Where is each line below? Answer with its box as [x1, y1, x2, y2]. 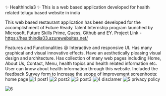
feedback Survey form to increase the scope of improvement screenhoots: [5, 71, 158, 77]
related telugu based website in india [5, 10, 80, 15]
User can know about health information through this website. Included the [5, 66, 158, 71]
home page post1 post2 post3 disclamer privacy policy [5, 76, 160, 82]
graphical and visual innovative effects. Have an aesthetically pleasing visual [5, 50, 162, 56]
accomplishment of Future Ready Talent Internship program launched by [5, 25, 153, 30]
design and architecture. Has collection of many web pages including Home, [5, 55, 162, 61]
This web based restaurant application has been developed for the [5, 19, 141, 25]
